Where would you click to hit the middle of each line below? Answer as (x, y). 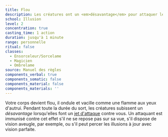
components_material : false (34, 84)
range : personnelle (25, 42)
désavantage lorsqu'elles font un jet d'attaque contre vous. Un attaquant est (84, 113)
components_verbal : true (31, 75)
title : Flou (17, 10)
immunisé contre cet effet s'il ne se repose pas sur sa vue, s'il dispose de (81, 119)
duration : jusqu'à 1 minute (34, 38)
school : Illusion (23, 19)
